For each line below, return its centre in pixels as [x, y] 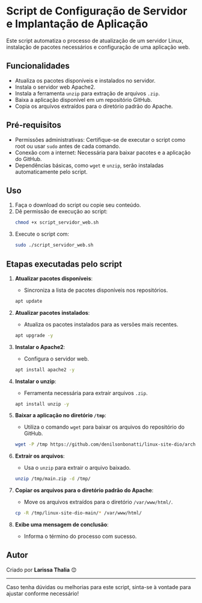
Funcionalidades [38, 66]
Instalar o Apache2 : [40, 347]
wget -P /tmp [31, 444]
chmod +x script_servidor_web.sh [57, 223]
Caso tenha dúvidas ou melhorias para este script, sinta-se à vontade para [99, 587]
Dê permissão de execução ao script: [61, 212]
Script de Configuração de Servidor [97, 11]
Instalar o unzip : [35, 381]
